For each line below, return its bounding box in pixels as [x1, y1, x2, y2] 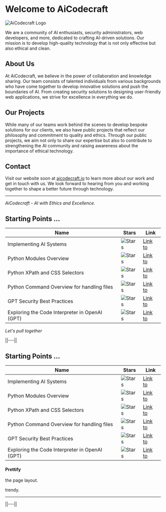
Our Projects [5, 108, 45, 117]
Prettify [5, 466, 21, 472]
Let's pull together [5, 328, 42, 334]
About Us [5, 60, 35, 68]
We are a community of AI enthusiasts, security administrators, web [5, 29, 143, 35]
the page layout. [5, 477, 39, 483]
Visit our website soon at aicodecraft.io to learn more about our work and [5, 175, 154, 182]
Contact [5, 162, 31, 171]
